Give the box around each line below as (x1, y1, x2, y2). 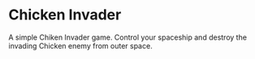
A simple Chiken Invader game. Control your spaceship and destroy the (8, 32, 248, 42)
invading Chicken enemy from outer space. (8, 40, 153, 50)
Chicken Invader (8, 6, 122, 24)
